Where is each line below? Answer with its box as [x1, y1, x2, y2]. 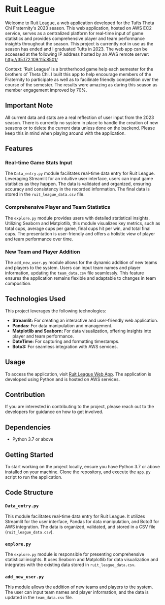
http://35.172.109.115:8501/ [5, 56, 58, 62]
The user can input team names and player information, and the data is [5, 589, 149, 595]
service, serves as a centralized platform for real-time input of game [5, 30, 144, 36]
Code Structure [5, 489, 53, 497]
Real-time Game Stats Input [5, 159, 72, 166]
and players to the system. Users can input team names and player [5, 265, 141, 271]
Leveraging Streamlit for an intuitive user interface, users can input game [5, 176, 154, 182]
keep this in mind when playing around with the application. [5, 130, 126, 136]
